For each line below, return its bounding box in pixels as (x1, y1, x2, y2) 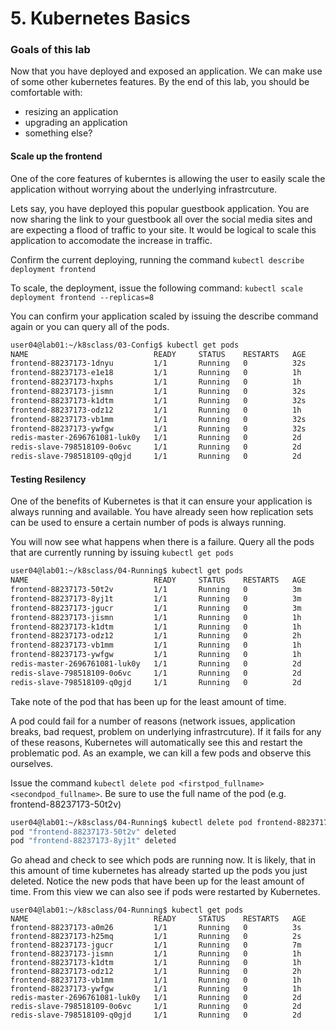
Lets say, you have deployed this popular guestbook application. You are (10, 202, 310, 214)
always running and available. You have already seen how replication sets (10, 506, 314, 518)
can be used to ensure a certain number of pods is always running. (10, 517, 287, 529)
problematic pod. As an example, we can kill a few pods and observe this (10, 747, 312, 759)
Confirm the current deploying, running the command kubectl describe (10, 253, 305, 266)
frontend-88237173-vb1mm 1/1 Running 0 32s (10, 414, 307, 424)
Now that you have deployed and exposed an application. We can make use (10, 65, 323, 77)
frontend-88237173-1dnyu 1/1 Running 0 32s (10, 358, 307, 369)
